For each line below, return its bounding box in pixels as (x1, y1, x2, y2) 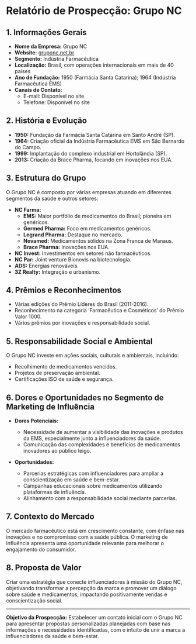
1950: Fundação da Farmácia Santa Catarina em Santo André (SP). (14, 131, 175, 138)
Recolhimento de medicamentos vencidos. (14, 363, 117, 370)
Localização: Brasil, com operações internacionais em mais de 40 (14, 61, 174, 68)
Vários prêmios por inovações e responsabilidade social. (14, 319, 150, 326)
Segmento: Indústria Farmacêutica (14, 56, 99, 62)
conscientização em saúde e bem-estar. (23, 476, 120, 483)
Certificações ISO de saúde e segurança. (14, 376, 114, 383)
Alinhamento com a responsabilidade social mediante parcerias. (23, 495, 177, 502)
